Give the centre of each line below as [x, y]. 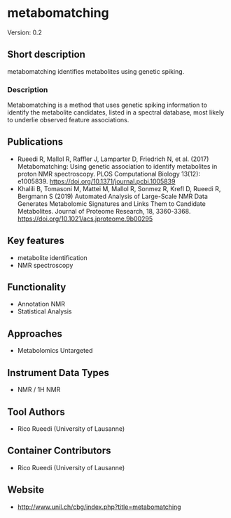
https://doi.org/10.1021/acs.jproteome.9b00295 [85, 219]
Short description [47, 54]
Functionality [37, 287]
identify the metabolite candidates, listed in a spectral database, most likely [116, 112]
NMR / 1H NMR [39, 390]
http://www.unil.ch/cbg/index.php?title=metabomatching [99, 507]
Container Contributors [59, 451]
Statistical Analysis [44, 311]
